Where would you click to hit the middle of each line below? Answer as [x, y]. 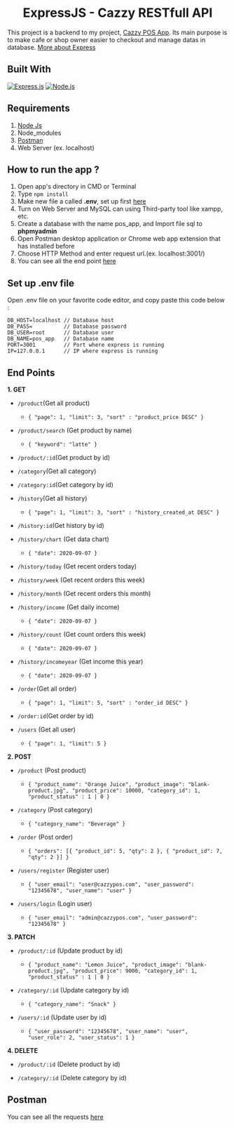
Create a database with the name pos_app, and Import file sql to [110, 224]
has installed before [46, 246]
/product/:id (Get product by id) [64, 457]
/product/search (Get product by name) [75, 430]
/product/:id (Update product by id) [70, 950]
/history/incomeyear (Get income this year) [80, 662]
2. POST [19, 757]
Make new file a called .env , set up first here [82, 201]
